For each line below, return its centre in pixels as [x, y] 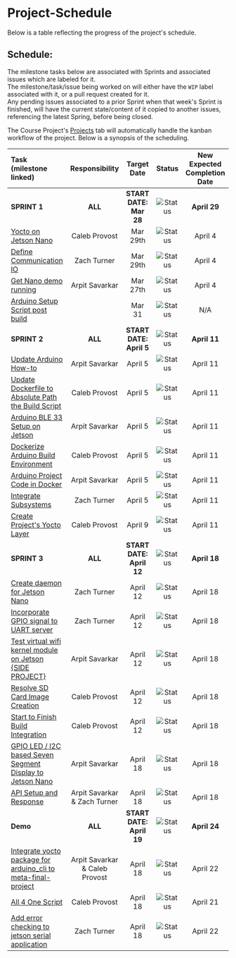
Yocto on [26, 231]
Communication [37, 260]
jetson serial [31, 935]
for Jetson [28, 591]
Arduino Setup [34, 301]
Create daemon [36, 583]
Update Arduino [37, 359]
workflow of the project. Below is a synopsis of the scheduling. [98, 137]
